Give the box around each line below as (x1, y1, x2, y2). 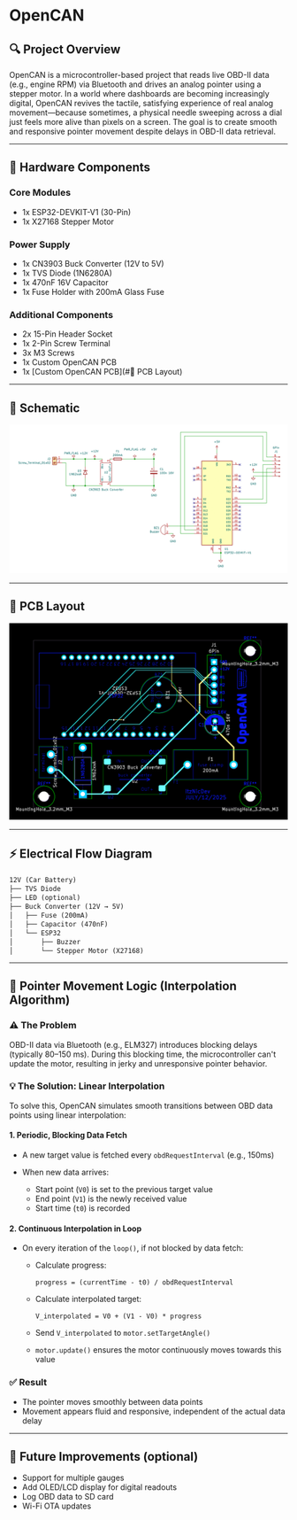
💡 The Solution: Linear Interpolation (9, 1080, 165, 1092)
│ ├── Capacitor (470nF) (9, 919, 109, 928)
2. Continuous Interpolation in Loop (9, 1223, 142, 1234)
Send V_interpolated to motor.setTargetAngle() (34, 1328, 210, 1338)
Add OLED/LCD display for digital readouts (21, 1482, 178, 1493)
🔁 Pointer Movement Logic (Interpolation (9, 979, 237, 994)
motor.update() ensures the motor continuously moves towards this (34, 1345, 282, 1355)
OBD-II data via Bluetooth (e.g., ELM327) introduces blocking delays (9, 1039, 258, 1050)
